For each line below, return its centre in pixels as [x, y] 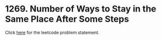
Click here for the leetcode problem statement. [52, 32]
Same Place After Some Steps [67, 19]
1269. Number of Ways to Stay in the [81, 9]
